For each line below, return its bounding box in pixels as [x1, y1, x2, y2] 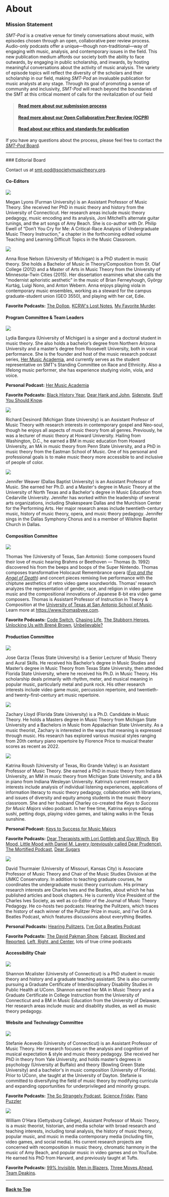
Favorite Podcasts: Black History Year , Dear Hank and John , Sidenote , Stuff [6, 392, 163, 398]
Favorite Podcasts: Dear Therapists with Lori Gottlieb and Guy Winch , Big [6, 835, 158, 841]
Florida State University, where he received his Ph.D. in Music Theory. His [6, 671, 158, 677]
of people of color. [6, 459, 44, 465]
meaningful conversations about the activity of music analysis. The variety [6, 64, 159, 71]
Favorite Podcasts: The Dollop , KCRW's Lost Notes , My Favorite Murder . [6, 303, 156, 309]
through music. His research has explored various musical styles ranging [6, 733, 156, 739]
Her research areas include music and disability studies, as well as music [6, 1003, 157, 1009]
